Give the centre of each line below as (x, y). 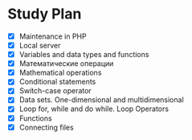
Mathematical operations (60, 72)
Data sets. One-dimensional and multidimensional (101, 100)
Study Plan (45, 14)
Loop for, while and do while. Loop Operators (94, 109)
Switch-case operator (55, 91)
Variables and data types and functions (84, 55)
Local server (40, 45)
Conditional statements (57, 82)
